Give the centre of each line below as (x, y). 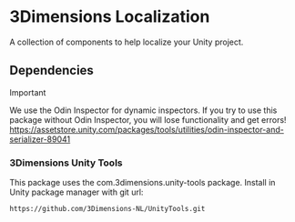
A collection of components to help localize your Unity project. (127, 42)
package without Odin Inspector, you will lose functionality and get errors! (148, 119)
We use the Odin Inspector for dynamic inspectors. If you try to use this (143, 110)
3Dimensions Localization (110, 17)
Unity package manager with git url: (76, 192)
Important (28, 92)
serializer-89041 (40, 139)
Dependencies (51, 71)
